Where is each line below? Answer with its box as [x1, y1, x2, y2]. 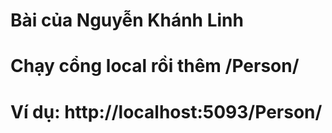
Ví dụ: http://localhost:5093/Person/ [10, 100, 323, 123]
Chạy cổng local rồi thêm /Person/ [10, 55, 300, 78]
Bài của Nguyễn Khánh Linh [10, 9, 244, 32]
